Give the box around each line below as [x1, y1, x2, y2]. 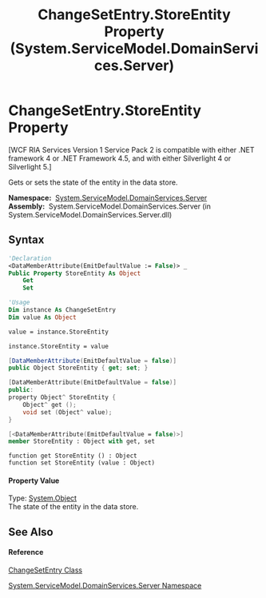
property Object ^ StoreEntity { [8, 393, 116, 401]
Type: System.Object [8, 493, 77, 503]
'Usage [8, 298, 30, 307]
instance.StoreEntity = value [8, 342, 109, 350]
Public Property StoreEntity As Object [8, 269, 141, 277]
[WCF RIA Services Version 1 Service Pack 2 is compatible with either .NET [8, 145, 255, 154]
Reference [8, 548, 44, 557]
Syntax [8, 233, 45, 247]
